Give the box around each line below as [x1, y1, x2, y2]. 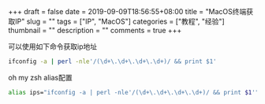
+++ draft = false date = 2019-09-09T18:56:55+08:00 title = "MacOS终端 [8, 7, 247, 16]
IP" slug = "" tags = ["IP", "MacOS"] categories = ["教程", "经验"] [14, 17, 225, 26]
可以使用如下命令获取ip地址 [8, 42, 97, 51]
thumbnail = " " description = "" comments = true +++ [8, 26, 182, 35]
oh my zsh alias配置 [8, 72, 73, 82]
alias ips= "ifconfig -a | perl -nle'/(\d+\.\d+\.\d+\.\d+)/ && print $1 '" [8, 88, 259, 96]
